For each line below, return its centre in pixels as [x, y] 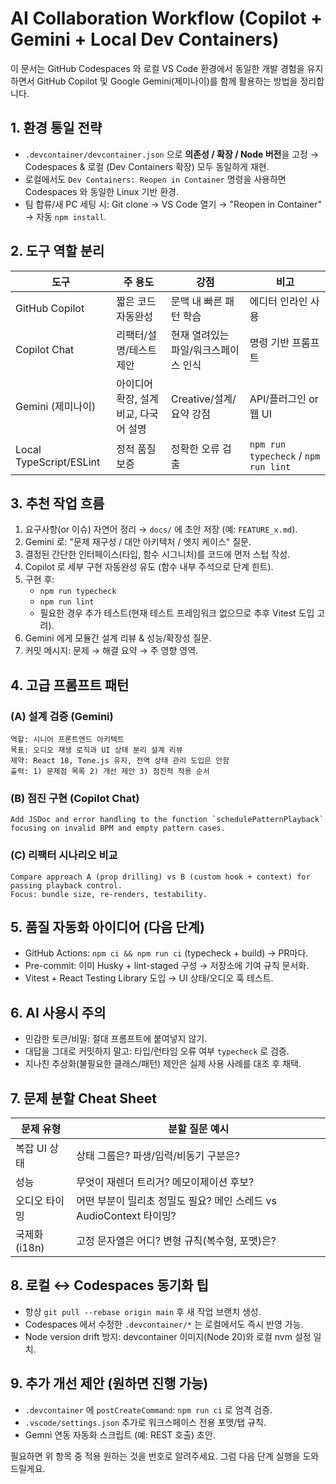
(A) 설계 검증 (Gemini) [62, 716]
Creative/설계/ [203, 399]
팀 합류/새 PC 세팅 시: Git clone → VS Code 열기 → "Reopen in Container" [173, 204]
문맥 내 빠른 [196, 301]
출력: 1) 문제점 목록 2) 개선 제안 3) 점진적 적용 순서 [110, 772]
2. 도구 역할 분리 [57, 251]
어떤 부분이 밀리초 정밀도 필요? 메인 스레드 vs [176, 1201]
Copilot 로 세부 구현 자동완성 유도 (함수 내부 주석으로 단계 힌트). [149, 567]
